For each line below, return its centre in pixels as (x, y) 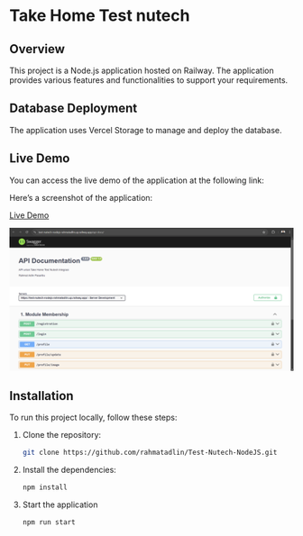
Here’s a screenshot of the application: (81, 197)
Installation (41, 396)
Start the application (60, 504)
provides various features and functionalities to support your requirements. (149, 80)
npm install (45, 487)
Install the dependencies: (69, 470)
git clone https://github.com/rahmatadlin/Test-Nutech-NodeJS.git (150, 453)
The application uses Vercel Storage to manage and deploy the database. (146, 130)
